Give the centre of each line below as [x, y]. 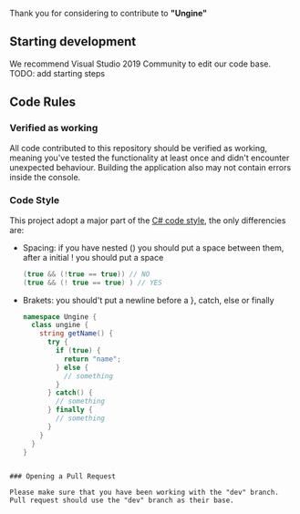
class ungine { [60, 325]
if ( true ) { [78, 351]
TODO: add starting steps [57, 73]
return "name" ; [92, 359]
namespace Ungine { [60, 317]
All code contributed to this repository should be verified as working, [138, 148]
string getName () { [77, 334]
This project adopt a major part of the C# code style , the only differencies [148, 220]
